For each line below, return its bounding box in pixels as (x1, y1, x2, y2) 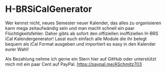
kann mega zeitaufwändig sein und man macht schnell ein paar (5, 25, 135, 31)
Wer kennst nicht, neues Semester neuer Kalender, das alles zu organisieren (5, 20, 162, 26)
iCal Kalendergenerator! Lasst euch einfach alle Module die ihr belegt (5, 36, 147, 42)
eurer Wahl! (5, 46, 29, 52)
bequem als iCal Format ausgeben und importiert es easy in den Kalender (5, 41, 156, 47)
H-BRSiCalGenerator (5, 3, 92, 15)
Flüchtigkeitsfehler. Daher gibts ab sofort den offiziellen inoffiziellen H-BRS (5, 30, 159, 36)
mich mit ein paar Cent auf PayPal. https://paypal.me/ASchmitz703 (5, 61, 142, 67)
